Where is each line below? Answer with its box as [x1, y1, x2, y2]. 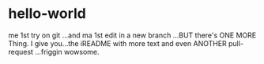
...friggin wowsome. [35, 47, 100, 56]
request [8, 47, 34, 56]
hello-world [8, 5, 87, 23]
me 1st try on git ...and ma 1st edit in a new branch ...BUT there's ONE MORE [8, 30, 257, 40]
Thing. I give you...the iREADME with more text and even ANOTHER [8, 38, 227, 48]
